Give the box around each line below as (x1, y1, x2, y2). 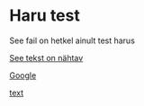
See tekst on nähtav (9, 52, 84, 63)
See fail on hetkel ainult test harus (9, 35, 135, 46)
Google (9, 69, 37, 81)
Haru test (9, 5, 81, 26)
